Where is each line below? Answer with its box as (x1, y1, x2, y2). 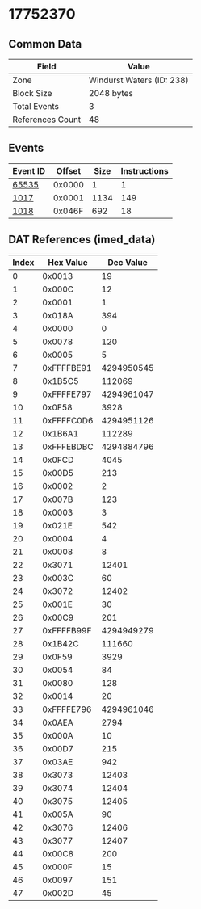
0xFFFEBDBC (42, 441, 94, 452)
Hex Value (48, 256, 89, 267)
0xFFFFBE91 (42, 362, 92, 373)
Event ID (12, 165, 46, 176)
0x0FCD (42, 454, 74, 465)
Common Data (8, 37, 82, 51)
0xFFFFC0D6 (42, 415, 94, 426)
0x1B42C (42, 638, 79, 649)
